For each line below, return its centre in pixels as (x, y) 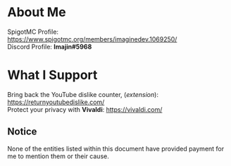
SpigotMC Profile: (33, 32)
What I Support (52, 75)
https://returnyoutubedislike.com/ (56, 102)
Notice (22, 132)
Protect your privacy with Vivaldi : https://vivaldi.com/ (85, 109)
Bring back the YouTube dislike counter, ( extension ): (83, 94)
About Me (37, 12)
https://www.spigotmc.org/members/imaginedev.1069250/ (92, 39)
